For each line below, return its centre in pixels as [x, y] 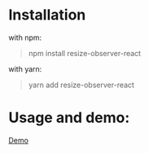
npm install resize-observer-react [84, 53]
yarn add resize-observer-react [81, 85]
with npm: [25, 37]
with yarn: [25, 69]
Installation [47, 15]
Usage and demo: [69, 118]
